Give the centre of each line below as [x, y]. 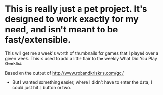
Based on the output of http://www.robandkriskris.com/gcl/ [65, 73]
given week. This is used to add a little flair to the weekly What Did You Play [81, 58]
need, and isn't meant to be [61, 30]
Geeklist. [14, 63]
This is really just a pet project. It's [76, 9]
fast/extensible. [38, 40]
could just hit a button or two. [42, 87]
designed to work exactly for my [72, 19]
